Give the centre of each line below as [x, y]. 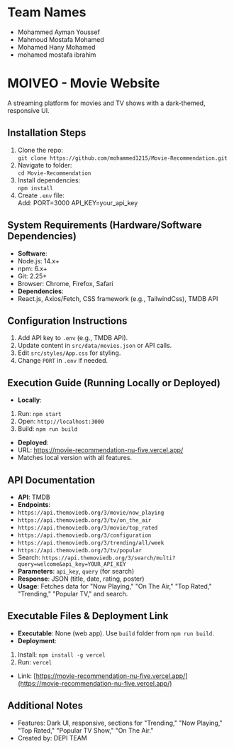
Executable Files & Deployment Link [88, 616]
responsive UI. [28, 110]
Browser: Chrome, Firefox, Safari [65, 283]
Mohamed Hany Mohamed [56, 47]
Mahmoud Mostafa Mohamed [61, 39]
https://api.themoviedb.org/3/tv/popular [79, 550]
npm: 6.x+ [32, 268]
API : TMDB [34, 497]
